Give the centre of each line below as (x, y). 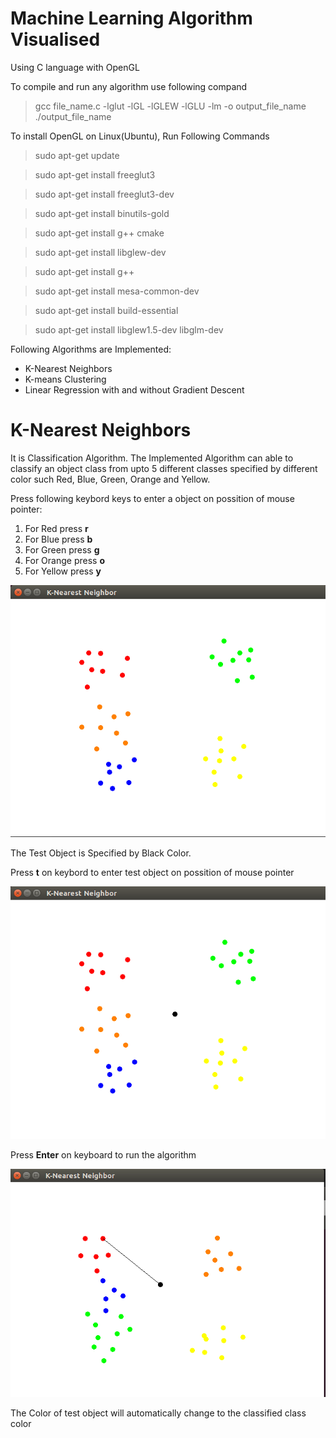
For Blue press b (58, 539)
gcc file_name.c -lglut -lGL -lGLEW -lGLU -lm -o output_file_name (170, 106)
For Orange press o (64, 560)
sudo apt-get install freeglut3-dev (104, 194)
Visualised (55, 39)
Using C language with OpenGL (75, 67)
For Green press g (62, 549)
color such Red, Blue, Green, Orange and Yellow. (110, 479)
